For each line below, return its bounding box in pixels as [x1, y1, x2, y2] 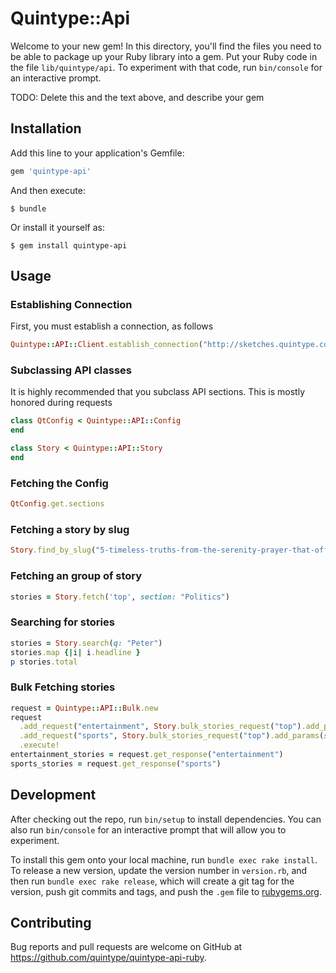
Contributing [10, 915, 92, 932]
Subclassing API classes [10, 363, 132, 377]
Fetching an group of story [10, 569, 143, 583]
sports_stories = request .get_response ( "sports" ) [10, 758, 222, 769]
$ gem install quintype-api [10, 240, 128, 251]
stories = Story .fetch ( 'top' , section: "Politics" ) [10, 592, 230, 602]
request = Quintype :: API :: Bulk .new [10, 703, 159, 713]
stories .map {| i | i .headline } [10, 647, 141, 657]
